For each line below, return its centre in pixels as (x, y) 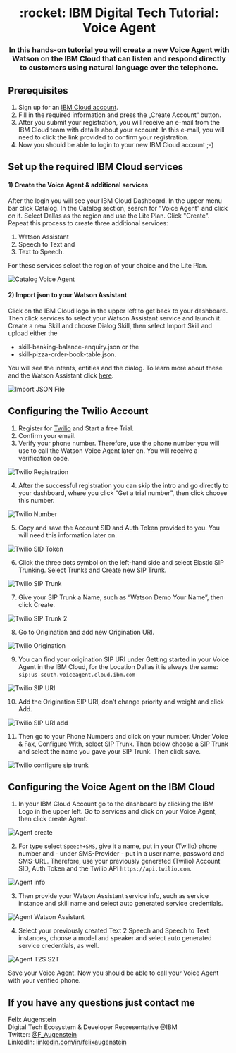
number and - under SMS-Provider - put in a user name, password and (121, 854)
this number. (36, 500)
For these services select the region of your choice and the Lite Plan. (108, 265)
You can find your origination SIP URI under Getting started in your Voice (124, 659)
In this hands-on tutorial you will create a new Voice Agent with (119, 50)
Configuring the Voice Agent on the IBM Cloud (112, 787)
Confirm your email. (47, 435)
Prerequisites (38, 91)
